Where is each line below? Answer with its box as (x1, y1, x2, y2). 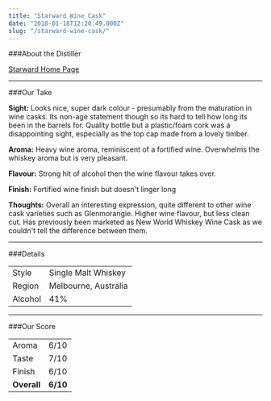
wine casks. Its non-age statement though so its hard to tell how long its (8, 112, 248, 122)
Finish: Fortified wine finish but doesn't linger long (8, 185, 177, 194)
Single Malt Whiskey (48, 267, 127, 278)
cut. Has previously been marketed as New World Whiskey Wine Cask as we (8, 217, 262, 227)
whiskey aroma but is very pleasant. (8, 153, 128, 163)
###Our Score (8, 322, 56, 332)
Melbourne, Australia (48, 280, 128, 291)
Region (12, 280, 40, 291)
